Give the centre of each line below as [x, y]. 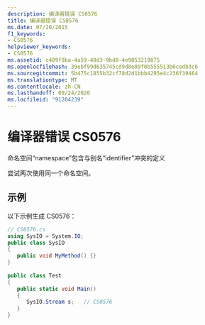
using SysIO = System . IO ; [45, 236]
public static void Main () [57, 289]
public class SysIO [36, 243]
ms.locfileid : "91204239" [45, 100]
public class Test [34, 275]
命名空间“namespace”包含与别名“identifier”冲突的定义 [86, 158]
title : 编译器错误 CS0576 [43, 21]
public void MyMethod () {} [57, 256]
